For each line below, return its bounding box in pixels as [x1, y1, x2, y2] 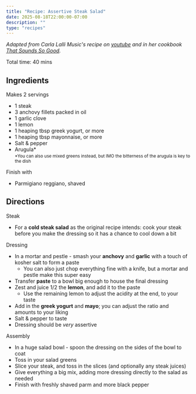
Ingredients [6, 76, 49, 85]
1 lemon [14, 121, 33, 128]
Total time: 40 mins [6, 59, 53, 66]
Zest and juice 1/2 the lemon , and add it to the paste [14, 283, 140, 290]
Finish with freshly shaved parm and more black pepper [14, 381, 149, 388]
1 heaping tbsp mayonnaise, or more [14, 133, 102, 141]
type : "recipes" [6, 25, 46, 31]
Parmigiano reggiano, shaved [14, 180, 86, 187]
